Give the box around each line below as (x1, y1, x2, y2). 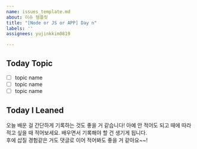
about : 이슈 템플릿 (6, 14, 48, 20)
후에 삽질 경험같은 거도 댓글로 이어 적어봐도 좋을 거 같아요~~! (6, 136, 148, 144)
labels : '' (6, 25, 33, 32)
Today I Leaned (6, 105, 64, 115)
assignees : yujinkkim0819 (6, 31, 70, 37)
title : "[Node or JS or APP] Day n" (6, 20, 97, 26)
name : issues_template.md (6, 8, 70, 15)
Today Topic (6, 58, 53, 69)
